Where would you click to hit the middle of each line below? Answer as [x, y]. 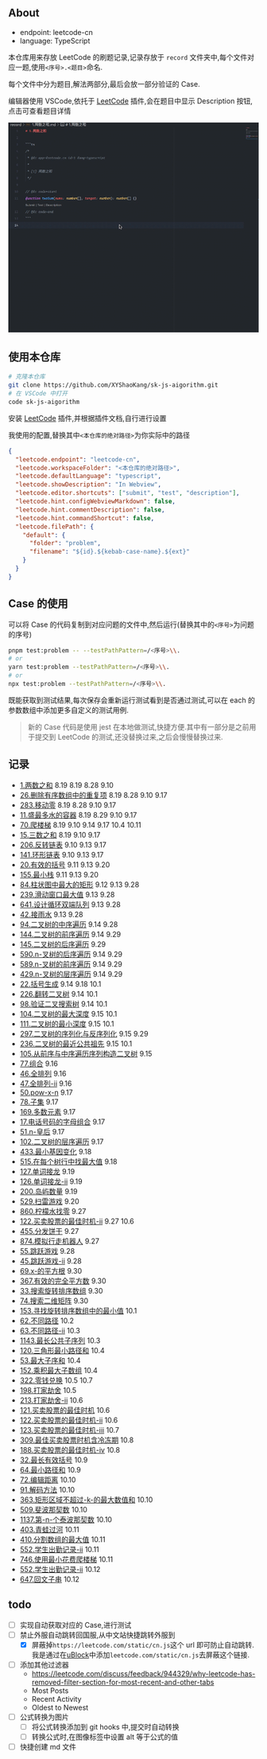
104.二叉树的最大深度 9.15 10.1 [68, 1014]
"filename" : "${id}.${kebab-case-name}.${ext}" [110, 552]
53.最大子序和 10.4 [50, 1360]
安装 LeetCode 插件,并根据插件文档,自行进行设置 [87, 418]
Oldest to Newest [60, 1707]
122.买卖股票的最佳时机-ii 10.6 [69, 1420]
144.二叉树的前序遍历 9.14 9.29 [70, 934]
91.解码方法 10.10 [47, 1489]
